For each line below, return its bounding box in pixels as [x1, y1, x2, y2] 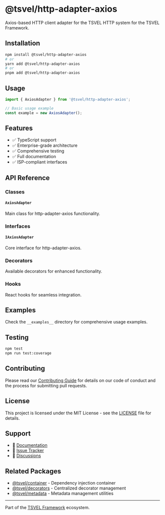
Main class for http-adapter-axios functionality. [5, 210, 101, 217]
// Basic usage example [5, 106, 54, 111]
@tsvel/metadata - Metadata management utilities [12, 490, 114, 496]
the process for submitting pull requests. [5, 382, 87, 388]
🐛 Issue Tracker [12, 448, 44, 454]
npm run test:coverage [5, 351, 52, 356]
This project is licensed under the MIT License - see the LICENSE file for [5, 410, 151, 416]
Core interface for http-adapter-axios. [5, 245, 82, 251]
